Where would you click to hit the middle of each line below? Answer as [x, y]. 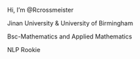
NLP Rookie [24, 50]
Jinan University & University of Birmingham [70, 23]
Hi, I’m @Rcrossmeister [41, 10]
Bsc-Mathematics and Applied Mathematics [70, 36]
